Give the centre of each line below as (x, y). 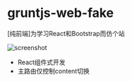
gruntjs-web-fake (61, 13)
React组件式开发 (41, 62)
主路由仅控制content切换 (53, 71)
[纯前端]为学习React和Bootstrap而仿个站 (66, 33)
